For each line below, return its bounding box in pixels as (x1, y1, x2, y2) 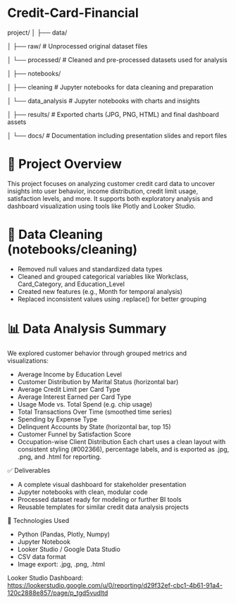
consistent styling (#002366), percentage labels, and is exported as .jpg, (17, 445, 230, 453)
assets (7, 118, 27, 126)
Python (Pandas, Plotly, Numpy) (17, 530, 111, 538)
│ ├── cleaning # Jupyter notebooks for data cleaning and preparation (7, 82, 213, 91)
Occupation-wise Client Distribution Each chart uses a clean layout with (17, 437, 226, 445)
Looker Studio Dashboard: (7, 573, 83, 582)
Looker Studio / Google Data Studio (17, 545, 121, 553)
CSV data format (17, 552, 66, 561)
